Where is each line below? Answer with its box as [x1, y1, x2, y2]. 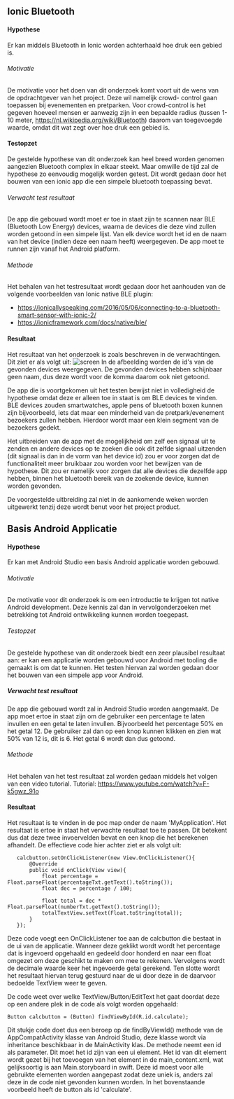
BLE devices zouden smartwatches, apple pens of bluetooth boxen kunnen [7, 401, 224, 409]
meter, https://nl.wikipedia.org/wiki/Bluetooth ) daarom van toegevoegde [15, 116, 223, 124]
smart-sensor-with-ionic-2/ [17, 311, 96, 320]
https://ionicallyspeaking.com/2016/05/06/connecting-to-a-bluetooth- [17, 303, 221, 312]
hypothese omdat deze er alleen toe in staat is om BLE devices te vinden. [7, 393, 218, 402]
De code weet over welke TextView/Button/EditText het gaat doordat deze [7, 992, 220, 1001]
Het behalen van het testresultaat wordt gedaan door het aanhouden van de [7, 282, 226, 291]
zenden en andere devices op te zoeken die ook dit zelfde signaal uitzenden [7, 444, 227, 453]
